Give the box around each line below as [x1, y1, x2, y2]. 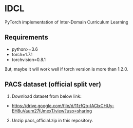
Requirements [4, 33, 48, 42]
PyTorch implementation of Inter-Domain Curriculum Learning [4, 19, 129, 25]
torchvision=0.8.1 [11, 57, 46, 63]
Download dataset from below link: [11, 93, 82, 99]
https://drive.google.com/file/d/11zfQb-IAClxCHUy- [11, 103, 114, 108]
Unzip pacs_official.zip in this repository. [11, 117, 94, 123]
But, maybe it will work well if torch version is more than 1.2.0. [4, 66, 129, 72]
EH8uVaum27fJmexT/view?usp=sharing [11, 108, 92, 114]
